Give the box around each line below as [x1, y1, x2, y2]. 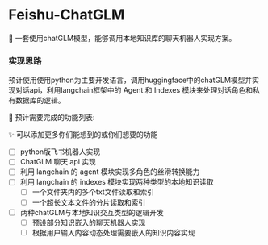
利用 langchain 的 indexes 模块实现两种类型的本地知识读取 [19, 177, 214, 187]
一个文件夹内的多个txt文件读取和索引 [31, 187, 155, 197]
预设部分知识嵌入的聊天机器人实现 [31, 218, 146, 227]
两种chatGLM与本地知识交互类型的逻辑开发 [19, 207, 164, 217]
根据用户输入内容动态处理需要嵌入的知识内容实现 [31, 227, 195, 237]
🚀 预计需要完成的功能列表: [8, 113, 95, 122]
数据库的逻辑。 [15, 95, 65, 106]
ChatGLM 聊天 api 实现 [19, 157, 97, 167]
